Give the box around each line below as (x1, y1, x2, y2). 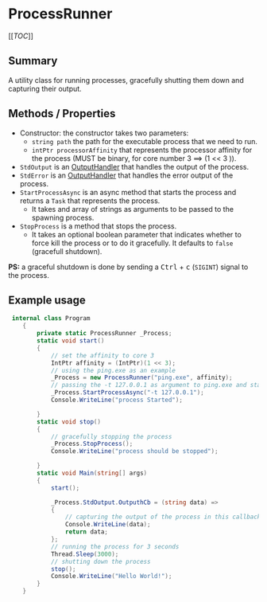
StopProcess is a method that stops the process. (19, 221, 177, 231)
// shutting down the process (50, 557, 151, 565)
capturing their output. (8, 84, 82, 93)
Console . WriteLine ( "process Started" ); (50, 396, 183, 404)
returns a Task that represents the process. (19, 196, 161, 205)
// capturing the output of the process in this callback (64, 513, 261, 522)
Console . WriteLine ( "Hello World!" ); (50, 573, 172, 580)
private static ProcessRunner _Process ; (37, 330, 172, 338)
